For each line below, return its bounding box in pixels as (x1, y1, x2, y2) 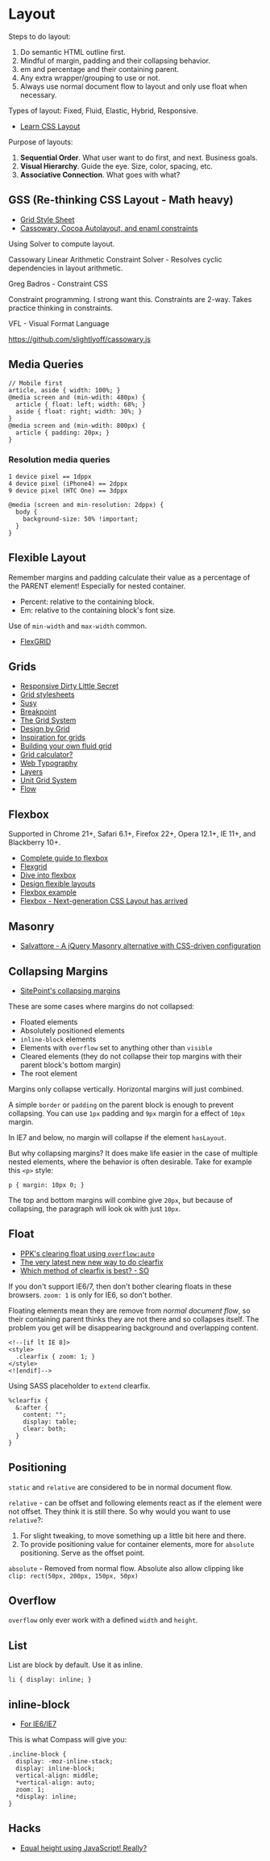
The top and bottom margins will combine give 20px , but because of (8, 1195, 234, 1205)
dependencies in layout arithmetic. (8, 263, 123, 273)
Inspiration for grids (19, 732, 86, 743)
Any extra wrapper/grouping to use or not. (19, 73, 160, 82)
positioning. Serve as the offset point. (19, 1548, 145, 1557)
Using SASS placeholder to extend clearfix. (8, 1381, 151, 1390)
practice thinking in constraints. (8, 303, 114, 312)
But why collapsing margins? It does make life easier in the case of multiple (8, 1148, 258, 1158)
